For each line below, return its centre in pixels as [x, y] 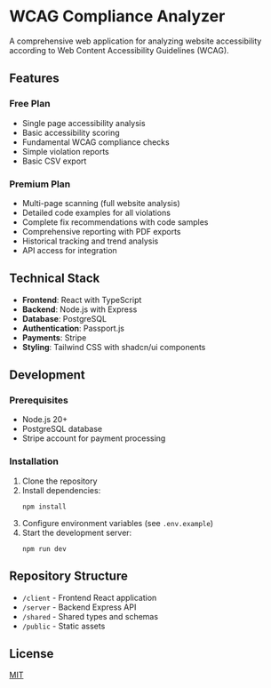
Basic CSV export [54, 161]
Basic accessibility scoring [71, 132]
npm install [44, 507]
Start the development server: [77, 532]
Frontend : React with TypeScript [82, 300]
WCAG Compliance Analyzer [117, 16]
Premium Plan [40, 184]
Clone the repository [60, 481]
